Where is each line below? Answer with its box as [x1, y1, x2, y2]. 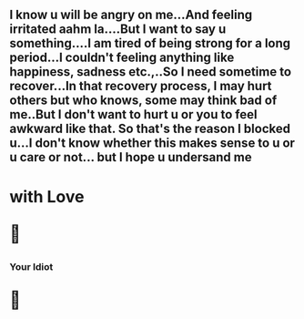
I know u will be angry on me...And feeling [9, 7, 253, 23]
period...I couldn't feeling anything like [9, 50, 235, 66]
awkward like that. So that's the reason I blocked [9, 121, 291, 137]
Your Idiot [9, 260, 54, 273]
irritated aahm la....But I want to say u [9, 22, 227, 37]
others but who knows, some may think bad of [9, 93, 278, 108]
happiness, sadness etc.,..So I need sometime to [9, 64, 292, 80]
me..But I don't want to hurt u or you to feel [9, 107, 258, 122]
